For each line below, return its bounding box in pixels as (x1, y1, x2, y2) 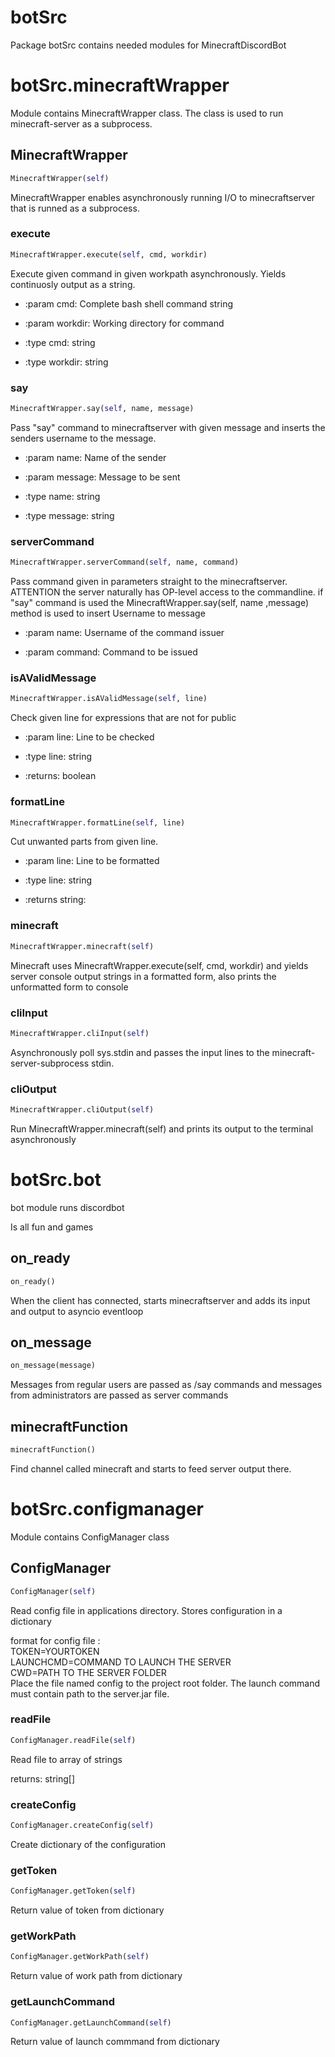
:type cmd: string (24, 336, 96, 348)
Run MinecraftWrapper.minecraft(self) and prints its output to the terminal (10, 1122, 314, 1135)
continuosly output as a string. (10, 278, 136, 290)
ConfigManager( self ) (10, 1586, 97, 1596)
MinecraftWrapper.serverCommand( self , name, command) (10, 557, 240, 568)
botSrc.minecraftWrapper (10, 74, 230, 97)
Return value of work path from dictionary (10, 1970, 183, 1982)
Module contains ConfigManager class (10, 1531, 170, 1543)
